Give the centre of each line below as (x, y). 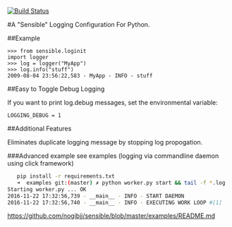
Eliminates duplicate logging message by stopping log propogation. (105, 142)
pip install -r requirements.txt (66, 176)
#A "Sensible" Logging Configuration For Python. (79, 24)
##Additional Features (39, 128)
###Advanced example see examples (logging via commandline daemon (113, 156)
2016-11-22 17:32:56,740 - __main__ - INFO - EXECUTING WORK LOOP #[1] (115, 202)
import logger (28, 57)
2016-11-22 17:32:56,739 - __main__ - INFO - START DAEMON (96, 196)
